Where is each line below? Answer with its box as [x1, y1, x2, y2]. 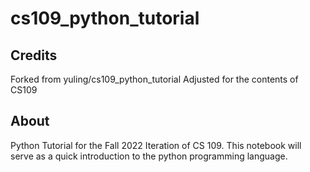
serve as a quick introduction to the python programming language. [10, 150, 288, 162]
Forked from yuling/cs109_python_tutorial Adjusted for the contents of [10, 73, 299, 85]
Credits [10, 47, 58, 64]
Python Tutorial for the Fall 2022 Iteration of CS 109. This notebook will [10, 139, 302, 151]
